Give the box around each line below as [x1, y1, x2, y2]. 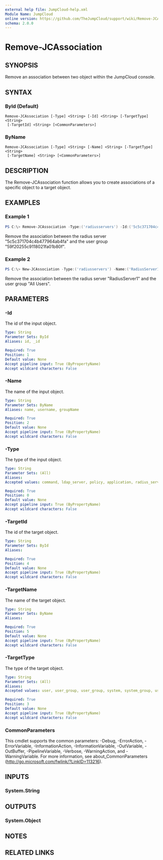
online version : [5, 16, 38, 21]
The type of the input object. [5, 457, 62, 463]
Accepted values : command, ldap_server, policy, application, [5, 480, 133, 485]
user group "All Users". [5, 281, 51, 287]
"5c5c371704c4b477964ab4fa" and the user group [5, 238, 108, 244]
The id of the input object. [5, 320, 57, 327]
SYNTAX [5, 88, 33, 97]
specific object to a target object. [5, 185, 71, 191]
